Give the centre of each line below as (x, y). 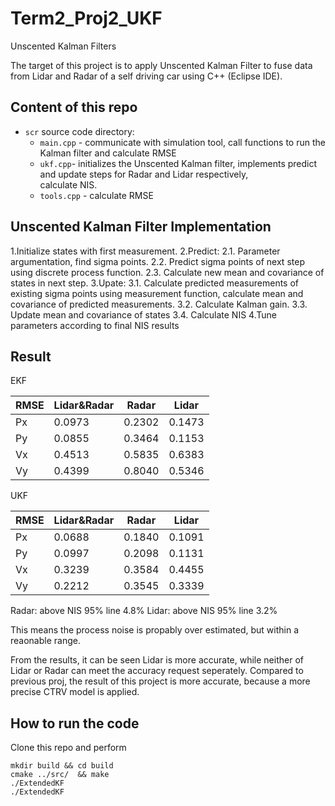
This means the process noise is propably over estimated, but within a (154, 630)
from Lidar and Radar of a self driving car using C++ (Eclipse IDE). (146, 76)
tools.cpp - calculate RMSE (96, 195)
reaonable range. (45, 641)
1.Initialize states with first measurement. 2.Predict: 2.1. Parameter (145, 251)
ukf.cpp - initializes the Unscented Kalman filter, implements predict (178, 163)
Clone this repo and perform (68, 748)
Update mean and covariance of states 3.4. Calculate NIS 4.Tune (143, 314)
